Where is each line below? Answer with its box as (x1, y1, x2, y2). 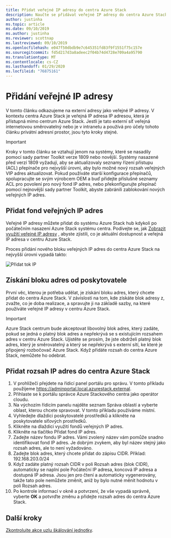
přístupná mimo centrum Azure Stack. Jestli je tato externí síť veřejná (6, 118, 150, 124)
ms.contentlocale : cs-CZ (6, 59, 58, 64)
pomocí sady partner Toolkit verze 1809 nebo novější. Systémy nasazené (6, 154, 159, 160)
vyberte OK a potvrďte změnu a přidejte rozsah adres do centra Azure (13, 493, 160, 500)
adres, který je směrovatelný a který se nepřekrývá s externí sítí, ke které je (6, 341, 163, 348)
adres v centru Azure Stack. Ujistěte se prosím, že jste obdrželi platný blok (6, 336, 161, 342)
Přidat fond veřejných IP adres (6, 207, 104, 215)
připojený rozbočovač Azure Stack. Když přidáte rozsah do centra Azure (6, 347, 158, 353)
